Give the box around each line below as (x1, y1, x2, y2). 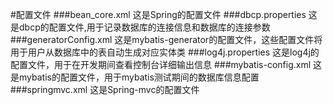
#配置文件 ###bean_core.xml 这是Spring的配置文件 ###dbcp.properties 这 (10, 9, 318, 20)
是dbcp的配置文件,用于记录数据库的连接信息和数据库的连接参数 (10, 21, 271, 33)
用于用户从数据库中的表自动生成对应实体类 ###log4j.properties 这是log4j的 (10, 46, 320, 58)
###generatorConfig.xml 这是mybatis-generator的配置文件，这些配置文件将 (10, 34, 323, 45)
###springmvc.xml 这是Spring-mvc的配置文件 (10, 84, 200, 95)
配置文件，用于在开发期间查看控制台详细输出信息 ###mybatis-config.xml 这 (10, 59, 322, 70)
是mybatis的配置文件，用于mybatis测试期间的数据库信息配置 (10, 71, 260, 83)
